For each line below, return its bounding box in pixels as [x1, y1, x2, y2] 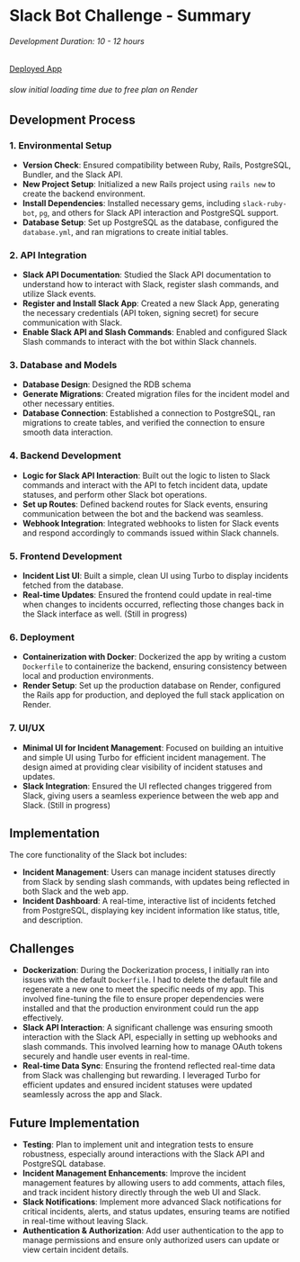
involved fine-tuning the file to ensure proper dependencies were [22, 994, 264, 1005]
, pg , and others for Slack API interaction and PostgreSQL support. [34, 207, 279, 218]
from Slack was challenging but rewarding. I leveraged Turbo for [22, 1070, 260, 1081]
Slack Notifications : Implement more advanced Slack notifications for [22, 1196, 282, 1207]
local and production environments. [22, 671, 154, 681]
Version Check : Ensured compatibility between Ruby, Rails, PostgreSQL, [22, 159, 292, 170]
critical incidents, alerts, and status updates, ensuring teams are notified [22, 1206, 290, 1217]
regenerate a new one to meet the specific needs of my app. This [22, 984, 265, 995]
